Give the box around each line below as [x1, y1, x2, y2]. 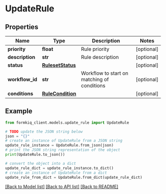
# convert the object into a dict [5, 161, 77, 166]
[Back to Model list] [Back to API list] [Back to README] [5, 184, 119, 190]
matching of [81, 76, 109, 83]
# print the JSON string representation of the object [5, 147, 121, 152]
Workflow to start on [81, 70, 128, 77]
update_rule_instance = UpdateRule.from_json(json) [5, 143, 114, 148]
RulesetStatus [41, 62, 76, 68]
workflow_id [7, 76, 38, 83]
